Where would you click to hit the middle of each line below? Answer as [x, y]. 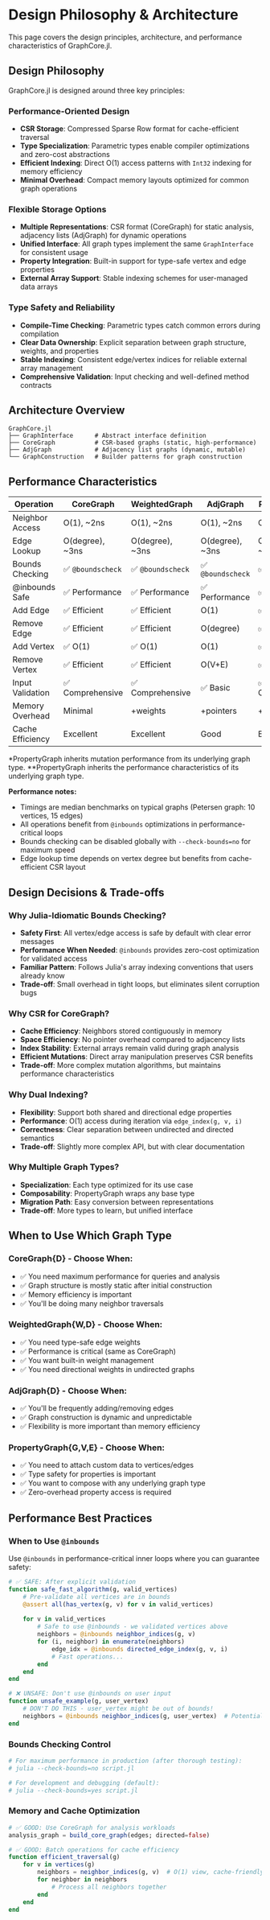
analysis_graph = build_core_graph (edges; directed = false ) [109, 1835]
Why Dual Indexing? [48, 1094]
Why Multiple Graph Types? [64, 1167]
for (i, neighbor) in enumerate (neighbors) [111, 1642]
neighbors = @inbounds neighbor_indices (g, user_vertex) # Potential [143, 1716]
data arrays [39, 286]
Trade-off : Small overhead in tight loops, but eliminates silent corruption [139, 984]
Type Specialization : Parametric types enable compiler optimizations [135, 146]
